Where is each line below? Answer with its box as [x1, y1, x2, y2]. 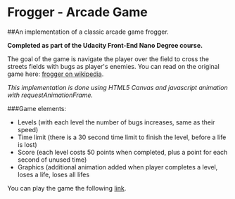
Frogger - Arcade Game [7, 4, 148, 20]
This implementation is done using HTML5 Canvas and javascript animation [7, 83, 228, 91]
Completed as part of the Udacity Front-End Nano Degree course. [7, 41, 203, 49]
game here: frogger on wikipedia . [7, 70, 104, 78]
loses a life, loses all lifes [17, 170, 90, 179]
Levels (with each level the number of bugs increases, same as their [17, 117, 215, 127]
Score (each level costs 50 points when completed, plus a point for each [17, 148, 228, 156]
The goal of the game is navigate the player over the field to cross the [7, 54, 210, 63]
